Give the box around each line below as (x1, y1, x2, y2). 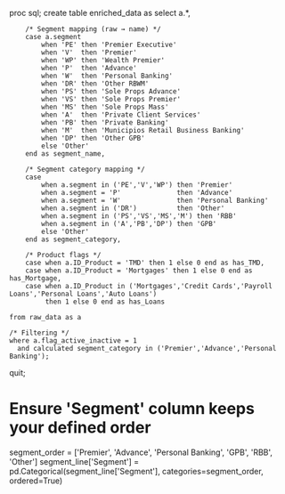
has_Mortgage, (9, 274, 62, 283)
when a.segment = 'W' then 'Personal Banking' (41, 196, 269, 205)
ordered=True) (9, 475, 63, 486)
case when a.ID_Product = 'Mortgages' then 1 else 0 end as (25, 266, 253, 275)
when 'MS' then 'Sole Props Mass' (41, 102, 169, 111)
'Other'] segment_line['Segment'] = (9, 456, 140, 466)
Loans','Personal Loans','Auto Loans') (9, 289, 158, 298)
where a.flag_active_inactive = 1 (9, 336, 138, 345)
